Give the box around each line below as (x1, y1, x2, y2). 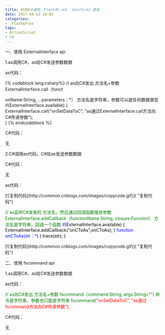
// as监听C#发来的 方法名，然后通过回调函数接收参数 (5, 209, 112, 215)
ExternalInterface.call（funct (5, 86, 63, 92)
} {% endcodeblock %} (5, 120, 52, 125)
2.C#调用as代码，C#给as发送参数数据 (5, 151, 82, 156)
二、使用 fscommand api (5, 260, 55, 266)
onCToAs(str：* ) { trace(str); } (5, 233, 66, 239)
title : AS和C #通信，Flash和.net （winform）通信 (5, 7, 100, 12)
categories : (5, 16, 29, 21)
